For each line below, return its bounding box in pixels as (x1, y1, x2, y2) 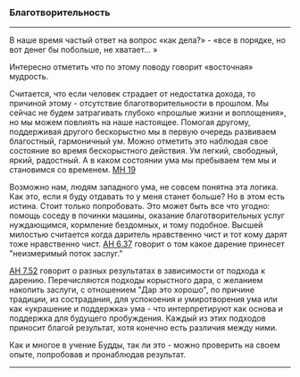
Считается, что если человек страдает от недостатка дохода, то (9, 88, 256, 99)
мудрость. (9, 71, 49, 82)
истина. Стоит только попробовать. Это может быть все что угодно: (9, 201, 271, 212)
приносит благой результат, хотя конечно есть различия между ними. (9, 323, 279, 333)
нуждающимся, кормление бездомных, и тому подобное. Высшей (9, 220, 263, 230)
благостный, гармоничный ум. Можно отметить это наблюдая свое (9, 136, 269, 147)
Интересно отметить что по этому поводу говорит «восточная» (9, 62, 254, 72)
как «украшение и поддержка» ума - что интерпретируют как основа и (9, 304, 284, 314)
